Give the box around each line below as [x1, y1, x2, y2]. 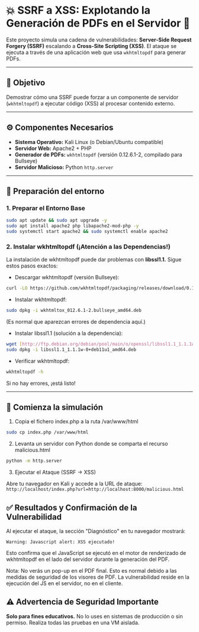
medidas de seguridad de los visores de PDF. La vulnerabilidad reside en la [6, 573, 190, 580]
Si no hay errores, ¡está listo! [6, 379, 76, 387]
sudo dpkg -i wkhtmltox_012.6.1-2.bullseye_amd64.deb [6, 308, 142, 314]
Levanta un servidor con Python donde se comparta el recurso [14, 440, 168, 448]
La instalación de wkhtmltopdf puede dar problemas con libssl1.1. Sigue [6, 256, 182, 263]
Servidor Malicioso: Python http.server [14, 164, 114, 171]
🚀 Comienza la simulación [6, 402, 104, 412]
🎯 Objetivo [6, 78, 46, 88]
